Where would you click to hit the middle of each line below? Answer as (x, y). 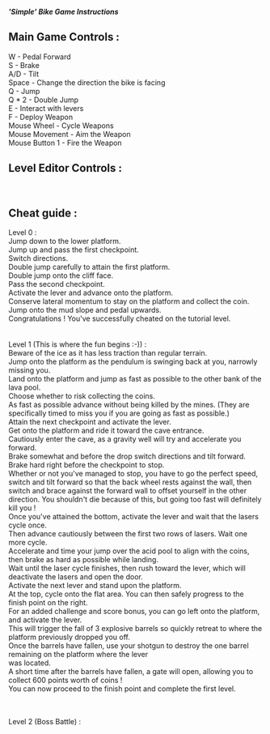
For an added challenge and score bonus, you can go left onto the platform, (134, 612)
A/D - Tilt (23, 74)
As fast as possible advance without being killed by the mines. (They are (129, 405)
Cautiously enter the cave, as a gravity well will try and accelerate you (125, 439)
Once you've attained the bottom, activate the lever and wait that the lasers (133, 517)
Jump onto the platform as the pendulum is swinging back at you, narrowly (133, 362)
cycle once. (27, 525)
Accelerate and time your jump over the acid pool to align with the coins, (129, 551)
